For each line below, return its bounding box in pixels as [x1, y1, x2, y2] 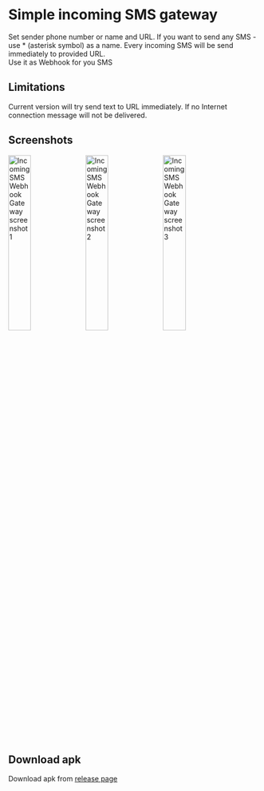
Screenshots [8, 133, 73, 147]
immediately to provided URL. [8, 49, 106, 58]
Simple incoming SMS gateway [8, 6, 218, 24]
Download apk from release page [8, 774, 118, 784]
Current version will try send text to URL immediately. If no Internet [8, 101, 227, 111]
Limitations [8, 81, 65, 94]
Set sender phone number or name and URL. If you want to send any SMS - [8, 32, 257, 42]
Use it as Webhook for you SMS [8, 57, 113, 67]
